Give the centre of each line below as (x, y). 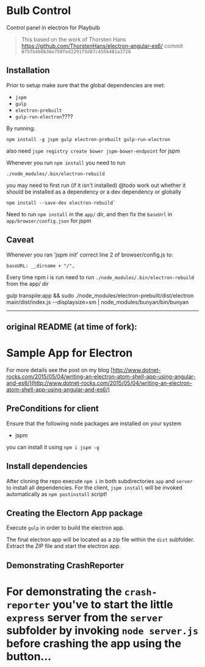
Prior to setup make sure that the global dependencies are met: (86, 85)
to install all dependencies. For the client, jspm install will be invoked (94, 487)
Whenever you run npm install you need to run (66, 162)
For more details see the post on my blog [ (59, 370)
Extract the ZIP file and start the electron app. (63, 546)
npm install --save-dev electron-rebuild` (61, 203)
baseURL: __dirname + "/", (41, 266)
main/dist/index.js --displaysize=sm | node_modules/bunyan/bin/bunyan (98, 302)
